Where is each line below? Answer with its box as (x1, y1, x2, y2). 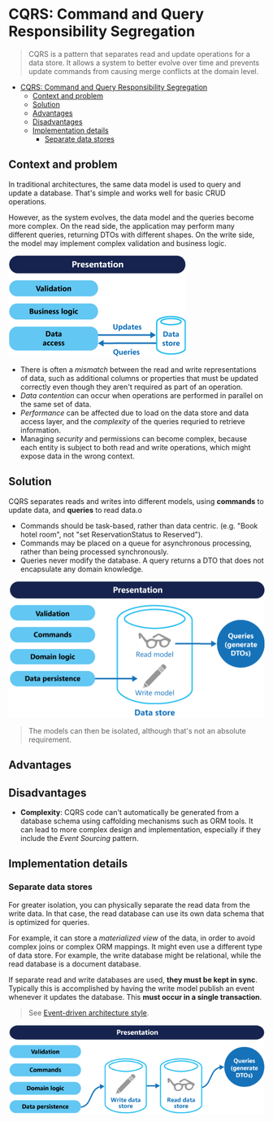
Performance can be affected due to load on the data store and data (19, 408, 249, 418)
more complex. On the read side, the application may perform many (8, 221, 236, 230)
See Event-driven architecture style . (28, 1007, 149, 1018)
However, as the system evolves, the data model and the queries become (8, 213, 254, 222)
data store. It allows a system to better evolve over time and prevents (28, 58, 260, 68)
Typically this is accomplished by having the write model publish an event (8, 983, 255, 993)
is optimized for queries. (8, 917, 90, 927)
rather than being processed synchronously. (19, 546, 169, 556)
